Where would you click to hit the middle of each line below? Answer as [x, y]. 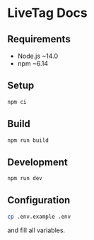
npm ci [17, 102]
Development [38, 162]
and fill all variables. [36, 230]
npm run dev [25, 179]
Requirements [39, 39]
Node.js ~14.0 [38, 56]
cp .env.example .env [39, 217]
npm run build [28, 140]
